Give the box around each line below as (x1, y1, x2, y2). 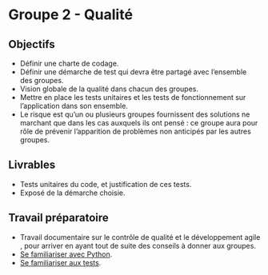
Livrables (8, 158, 56, 172)
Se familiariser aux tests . (19, 257, 102, 267)
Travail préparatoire (8, 211, 110, 225)
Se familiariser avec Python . (19, 249, 113, 259)
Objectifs (8, 38, 56, 51)
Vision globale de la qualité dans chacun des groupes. (19, 84, 198, 94)
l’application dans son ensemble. (19, 102, 128, 110)
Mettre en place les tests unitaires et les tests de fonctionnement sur (19, 93, 246, 102)
